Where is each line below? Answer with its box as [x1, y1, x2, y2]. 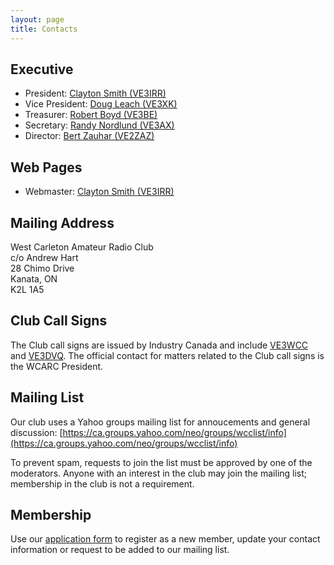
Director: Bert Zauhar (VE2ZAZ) [24, 130, 155, 142]
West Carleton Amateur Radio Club [10, 241, 154, 253]
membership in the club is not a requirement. [10, 477, 195, 490]
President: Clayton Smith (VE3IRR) [24, 87, 167, 100]
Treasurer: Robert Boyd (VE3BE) [24, 109, 158, 121]
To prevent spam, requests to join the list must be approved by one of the [10, 456, 313, 468]
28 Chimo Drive [10, 262, 75, 274]
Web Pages [10, 159, 83, 176]
